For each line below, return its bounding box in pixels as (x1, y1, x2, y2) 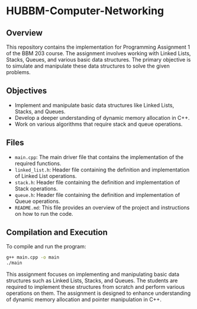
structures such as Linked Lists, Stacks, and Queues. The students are (6, 277, 178, 284)
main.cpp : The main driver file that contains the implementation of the (14, 153, 184, 161)
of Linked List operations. (14, 172, 77, 179)
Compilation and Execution (6, 227, 108, 238)
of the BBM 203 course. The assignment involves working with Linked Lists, (6, 50, 191, 57)
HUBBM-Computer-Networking (6, 4, 164, 18)
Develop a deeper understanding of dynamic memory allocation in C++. (14, 114, 190, 121)
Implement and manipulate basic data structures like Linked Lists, (14, 101, 175, 109)
